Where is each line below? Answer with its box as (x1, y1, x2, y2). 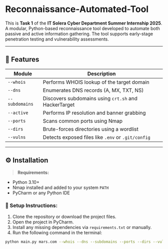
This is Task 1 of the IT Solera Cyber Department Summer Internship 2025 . (5, 20, 162, 26)
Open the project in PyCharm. (12, 219, 74, 225)
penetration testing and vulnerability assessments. (5, 36, 109, 42)
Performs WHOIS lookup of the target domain (42, 79, 150, 86)
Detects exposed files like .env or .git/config (42, 134, 151, 141)
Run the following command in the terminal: (12, 229, 102, 235)
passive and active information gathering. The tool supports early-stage (5, 31, 153, 37)
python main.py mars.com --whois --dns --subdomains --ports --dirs (5, 239, 151, 244)
